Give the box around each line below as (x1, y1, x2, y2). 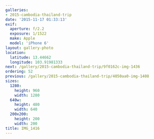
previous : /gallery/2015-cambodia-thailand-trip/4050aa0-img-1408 (5, 74, 149, 79)
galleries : (5, 7, 29, 13)
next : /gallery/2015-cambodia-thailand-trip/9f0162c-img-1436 (5, 64, 140, 69)
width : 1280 (14, 93, 40, 98)
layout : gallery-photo (5, 45, 54, 50)
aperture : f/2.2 (10, 26, 44, 32)
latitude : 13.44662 (10, 54, 52, 60)
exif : (5, 21, 17, 27)
